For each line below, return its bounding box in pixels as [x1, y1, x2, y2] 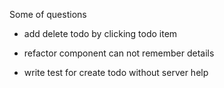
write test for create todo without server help [23, 67, 209, 78]
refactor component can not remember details [23, 47, 215, 59]
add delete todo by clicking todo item [23, 28, 178, 39]
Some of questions [9, 9, 87, 20]
